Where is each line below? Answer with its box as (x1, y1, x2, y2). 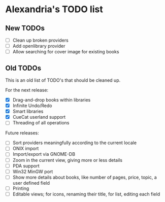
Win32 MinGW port (12, 169, 53, 175)
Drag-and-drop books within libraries (12, 97, 91, 103)
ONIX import (12, 146, 39, 152)
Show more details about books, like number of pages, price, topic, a (12, 174, 157, 180)
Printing (12, 185, 29, 191)
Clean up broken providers (12, 37, 69, 43)
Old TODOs (5, 63, 42, 72)
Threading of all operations (12, 120, 70, 126)
